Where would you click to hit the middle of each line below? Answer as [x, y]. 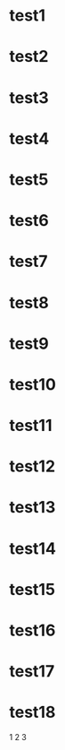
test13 [32, 508]
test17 [32, 672]
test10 [32, 384]
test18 [32, 712]
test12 [32, 466]
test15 [32, 589]
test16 [32, 630]
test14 [32, 548]
